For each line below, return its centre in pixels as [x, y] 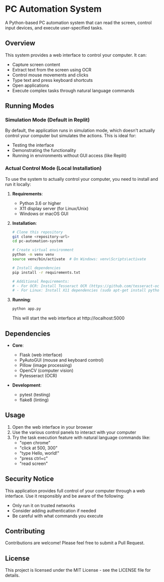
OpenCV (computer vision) [47, 370]
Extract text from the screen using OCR [52, 70]
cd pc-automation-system [37, 241]
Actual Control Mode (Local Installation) [53, 169]
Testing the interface [33, 145]
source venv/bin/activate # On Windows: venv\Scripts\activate [79, 259]
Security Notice [29, 479]
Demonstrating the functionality [44, 150]
